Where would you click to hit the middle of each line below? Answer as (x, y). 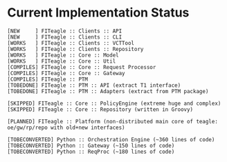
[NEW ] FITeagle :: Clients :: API (65, 31)
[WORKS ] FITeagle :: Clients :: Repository (75, 49)
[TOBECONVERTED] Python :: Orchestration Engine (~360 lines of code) (111, 139)
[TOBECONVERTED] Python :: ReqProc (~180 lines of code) (91, 152)
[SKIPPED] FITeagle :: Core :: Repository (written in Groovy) (100, 109)
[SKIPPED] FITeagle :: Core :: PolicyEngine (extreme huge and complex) (114, 103)
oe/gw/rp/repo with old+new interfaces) (66, 128)
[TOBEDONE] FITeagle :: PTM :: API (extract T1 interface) (94, 85)
